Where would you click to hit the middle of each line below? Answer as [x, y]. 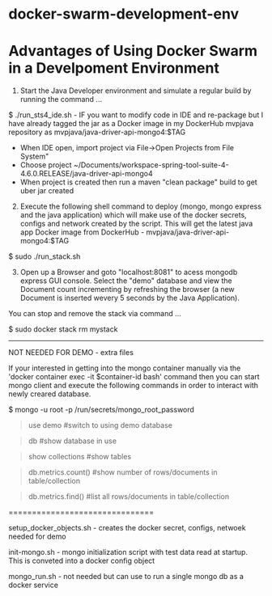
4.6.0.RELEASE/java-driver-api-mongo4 [86, 174]
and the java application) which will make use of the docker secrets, [133, 215]
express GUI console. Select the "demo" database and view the [126, 281]
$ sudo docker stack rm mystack [63, 329]
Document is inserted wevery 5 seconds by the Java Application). [130, 298]
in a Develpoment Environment [114, 68]
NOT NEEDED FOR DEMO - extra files [71, 353]
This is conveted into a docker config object [82, 561]
